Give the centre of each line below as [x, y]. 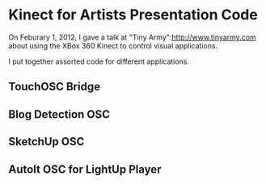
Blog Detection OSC [59, 114]
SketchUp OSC [46, 142]
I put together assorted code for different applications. [99, 61]
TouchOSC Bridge [55, 87]
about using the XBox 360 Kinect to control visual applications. [113, 45]
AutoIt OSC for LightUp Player [85, 169]
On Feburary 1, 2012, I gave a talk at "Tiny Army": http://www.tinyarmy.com [132, 37]
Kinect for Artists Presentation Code [133, 15]
